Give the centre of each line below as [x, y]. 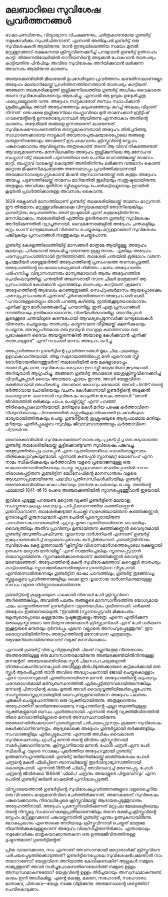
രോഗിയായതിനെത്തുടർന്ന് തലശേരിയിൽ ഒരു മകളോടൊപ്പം [66, 362]
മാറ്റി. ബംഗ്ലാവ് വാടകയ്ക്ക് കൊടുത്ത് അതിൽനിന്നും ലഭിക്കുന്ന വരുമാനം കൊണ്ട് [83, 163]
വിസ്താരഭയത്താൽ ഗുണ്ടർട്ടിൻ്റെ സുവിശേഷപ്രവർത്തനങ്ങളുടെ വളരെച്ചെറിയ [81, 789]
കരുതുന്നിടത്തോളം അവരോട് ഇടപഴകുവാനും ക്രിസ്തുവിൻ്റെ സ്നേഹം [71, 140]
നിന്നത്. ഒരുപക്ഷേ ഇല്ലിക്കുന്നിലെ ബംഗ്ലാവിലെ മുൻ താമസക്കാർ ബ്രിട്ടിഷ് [77, 112]
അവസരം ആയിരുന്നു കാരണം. [37, 69]
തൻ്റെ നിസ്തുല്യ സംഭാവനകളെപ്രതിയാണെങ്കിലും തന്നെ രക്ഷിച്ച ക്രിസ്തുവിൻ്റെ [81, 811]
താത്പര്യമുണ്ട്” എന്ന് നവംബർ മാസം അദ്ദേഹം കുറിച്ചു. [59, 340]
